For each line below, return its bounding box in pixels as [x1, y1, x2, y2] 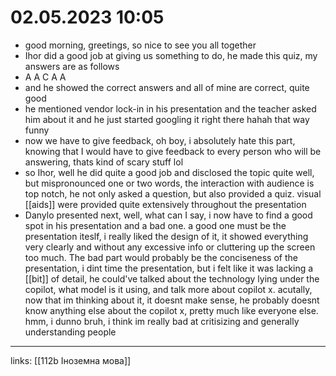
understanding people [24, 326, 117, 338]
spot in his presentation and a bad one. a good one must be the [24, 219, 287, 231]
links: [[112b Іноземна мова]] [10, 354, 132, 366]
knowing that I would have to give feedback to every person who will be [24, 145, 322, 157]
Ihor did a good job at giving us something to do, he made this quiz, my [24, 49, 318, 61]
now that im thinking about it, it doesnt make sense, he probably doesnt [24, 294, 320, 306]
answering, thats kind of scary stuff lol [24, 156, 184, 168]
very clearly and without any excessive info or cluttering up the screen [24, 241, 316, 253]
